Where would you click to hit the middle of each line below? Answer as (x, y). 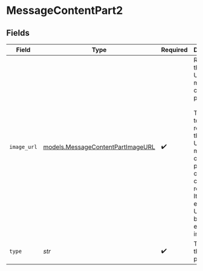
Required (175, 50)
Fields (18, 33)
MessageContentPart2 (65, 11)
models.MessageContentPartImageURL (99, 147)
